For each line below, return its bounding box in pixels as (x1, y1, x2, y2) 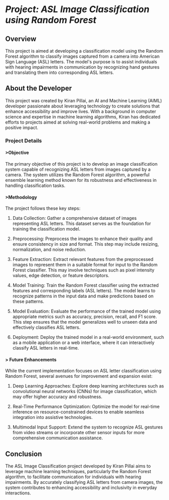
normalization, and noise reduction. (12, 247, 86, 253)
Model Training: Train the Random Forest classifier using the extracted (12, 282, 159, 288)
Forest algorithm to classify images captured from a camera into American (5, 53, 160, 59)
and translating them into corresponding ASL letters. (5, 69, 115, 75)
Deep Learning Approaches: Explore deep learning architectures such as (12, 383, 164, 389)
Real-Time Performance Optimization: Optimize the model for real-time (12, 404, 160, 410)
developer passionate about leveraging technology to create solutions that (5, 103, 160, 109)
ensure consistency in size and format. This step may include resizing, (12, 241, 159, 247)
